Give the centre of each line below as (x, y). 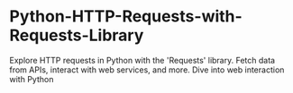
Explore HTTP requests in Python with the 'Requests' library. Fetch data (142, 60)
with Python (32, 79)
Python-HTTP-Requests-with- (126, 17)
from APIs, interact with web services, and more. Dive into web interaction (147, 70)
